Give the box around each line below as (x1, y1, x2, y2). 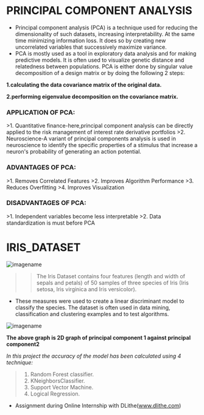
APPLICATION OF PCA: (6, 108, 76, 117)
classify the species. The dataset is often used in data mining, (15, 303, 171, 311)
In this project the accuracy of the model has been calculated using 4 (6, 352, 181, 359)
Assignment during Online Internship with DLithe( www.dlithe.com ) (15, 402, 181, 409)
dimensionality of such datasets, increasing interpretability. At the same (15, 30, 195, 37)
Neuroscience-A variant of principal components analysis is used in (6, 135, 177, 142)
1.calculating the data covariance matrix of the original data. (6, 81, 162, 88)
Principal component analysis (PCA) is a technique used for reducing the (15, 24, 198, 31)
